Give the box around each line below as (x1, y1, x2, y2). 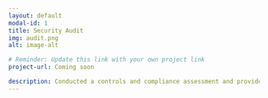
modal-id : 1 (8, 19, 48, 27)
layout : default (8, 11, 62, 20)
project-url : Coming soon (8, 63, 94, 72)
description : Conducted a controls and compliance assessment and (8, 77, 234, 85)
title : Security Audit (8, 26, 84, 34)
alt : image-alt (8, 41, 59, 49)
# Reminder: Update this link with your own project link (8, 56, 205, 64)
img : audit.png (8, 33, 59, 42)
